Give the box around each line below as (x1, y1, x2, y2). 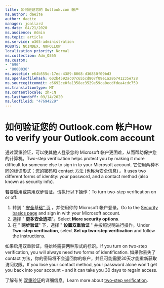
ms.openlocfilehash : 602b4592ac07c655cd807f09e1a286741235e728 (5, 76, 138, 81)
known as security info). (5, 179, 54, 185)
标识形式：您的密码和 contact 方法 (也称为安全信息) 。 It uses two (13, 168, 146, 174)
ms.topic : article (5, 35, 43, 40)
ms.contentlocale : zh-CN (5, 90, 56, 95)
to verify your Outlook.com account (5, 133, 155, 144)
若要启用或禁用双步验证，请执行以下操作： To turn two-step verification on (5, 189, 157, 195)
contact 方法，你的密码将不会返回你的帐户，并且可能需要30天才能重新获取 (5, 255, 157, 261)
